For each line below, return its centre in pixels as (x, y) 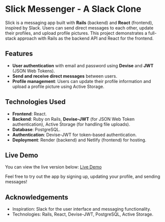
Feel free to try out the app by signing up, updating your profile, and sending (83, 177)
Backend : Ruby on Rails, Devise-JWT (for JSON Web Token (73, 119)
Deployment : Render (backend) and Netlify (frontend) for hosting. (79, 140)
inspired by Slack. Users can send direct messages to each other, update (79, 28)
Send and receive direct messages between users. (65, 76)
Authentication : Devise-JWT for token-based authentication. (74, 135)
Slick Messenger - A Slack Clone (73, 9)
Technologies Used (35, 102)
